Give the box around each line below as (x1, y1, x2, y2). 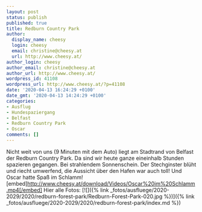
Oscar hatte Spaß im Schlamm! (6, 174, 83, 181)
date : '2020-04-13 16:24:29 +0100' (6, 87, 96, 93)
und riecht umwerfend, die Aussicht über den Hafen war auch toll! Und (6, 167, 182, 174)
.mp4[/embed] (6, 186, 42, 193)
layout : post (6, 8, 39, 15)
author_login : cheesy (6, 59, 61, 65)
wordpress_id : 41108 (6, 76, 58, 82)
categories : (6, 98, 36, 104)
